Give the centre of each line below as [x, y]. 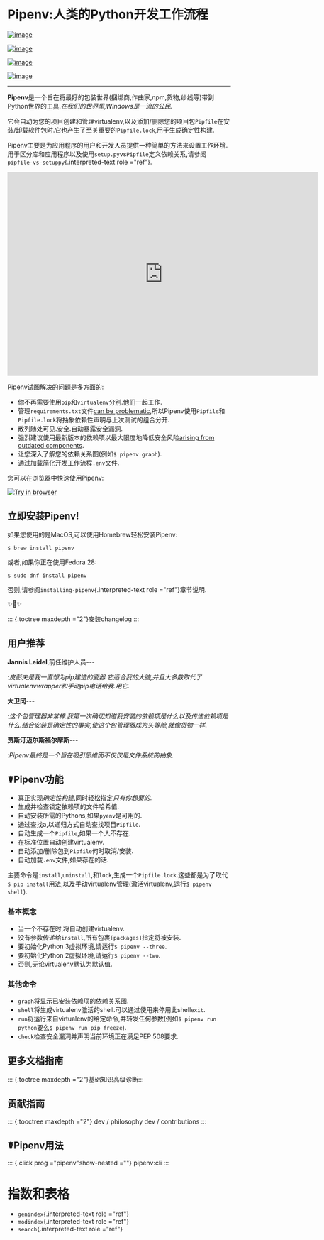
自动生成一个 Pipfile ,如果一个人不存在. [74, 833]
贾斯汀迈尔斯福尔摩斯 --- [43, 740]
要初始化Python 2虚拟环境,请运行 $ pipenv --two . [89, 955]
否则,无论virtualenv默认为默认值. [65, 964]
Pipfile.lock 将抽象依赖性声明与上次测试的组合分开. [94, 419]
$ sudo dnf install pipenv [47, 576]
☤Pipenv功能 [35, 779]
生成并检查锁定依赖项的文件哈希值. [68, 807]
